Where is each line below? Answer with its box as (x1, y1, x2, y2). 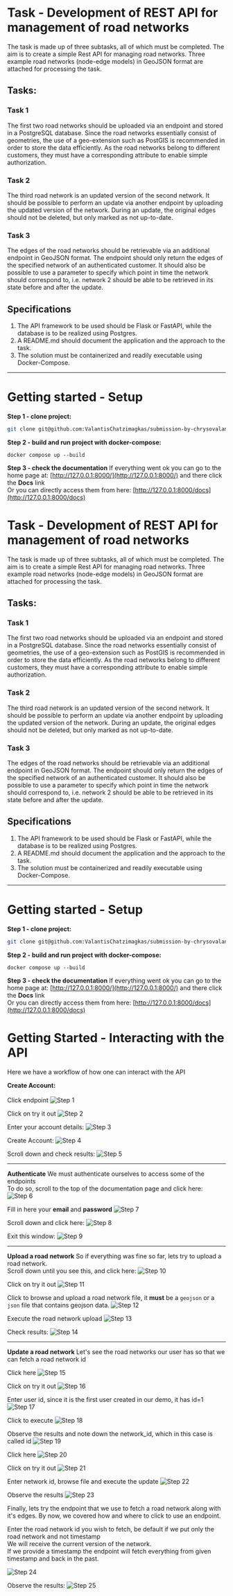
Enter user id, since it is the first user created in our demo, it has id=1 (7, 1395, 204, 1403)
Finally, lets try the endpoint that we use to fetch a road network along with (7, 1504, 221, 1512)
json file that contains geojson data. (7, 1301, 110, 1309)
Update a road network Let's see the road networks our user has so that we (7, 1347, 225, 1356)
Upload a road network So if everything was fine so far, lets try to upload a (7, 1251, 222, 1260)
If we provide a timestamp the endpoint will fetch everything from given (7, 1547, 212, 1555)
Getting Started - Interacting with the (7, 1030, 225, 1046)
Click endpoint (7, 1095, 49, 1104)
